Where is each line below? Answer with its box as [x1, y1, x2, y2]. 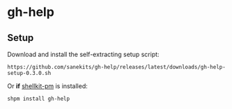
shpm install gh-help [7, 95, 70, 102]
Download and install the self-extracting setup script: [7, 50, 160, 58]
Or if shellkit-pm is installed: [7, 82, 88, 90]
